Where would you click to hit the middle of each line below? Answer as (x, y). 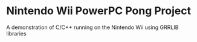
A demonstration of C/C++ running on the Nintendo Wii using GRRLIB (92, 27)
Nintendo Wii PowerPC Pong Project (99, 11)
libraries (16, 33)
